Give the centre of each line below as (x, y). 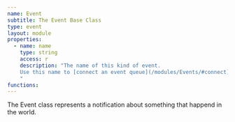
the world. (22, 112)
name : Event (24, 14)
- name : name (33, 46)
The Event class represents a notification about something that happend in (115, 105)
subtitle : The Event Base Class (54, 20)
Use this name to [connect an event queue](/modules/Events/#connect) (125, 72)
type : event (24, 26)
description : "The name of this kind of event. (90, 66)
